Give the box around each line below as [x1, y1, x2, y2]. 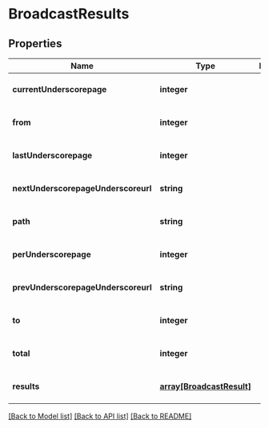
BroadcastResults [8, 5, 130, 23]
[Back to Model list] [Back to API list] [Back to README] [8, 411, 192, 421]
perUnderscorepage [12, 249, 91, 260]
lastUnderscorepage [12, 150, 93, 161]
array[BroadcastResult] [159, 381, 251, 392]
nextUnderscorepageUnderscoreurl [12, 183, 152, 194]
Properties [8, 37, 62, 50]
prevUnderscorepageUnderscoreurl [12, 282, 152, 293]
